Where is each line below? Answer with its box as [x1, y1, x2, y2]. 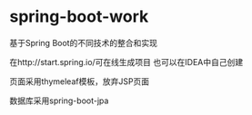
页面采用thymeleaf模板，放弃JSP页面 [9, 75, 150, 87]
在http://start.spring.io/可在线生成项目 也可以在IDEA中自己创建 [9, 56, 244, 67]
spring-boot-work [9, 6, 149, 27]
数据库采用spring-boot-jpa [9, 95, 109, 106]
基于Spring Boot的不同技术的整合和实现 [9, 37, 157, 48]
